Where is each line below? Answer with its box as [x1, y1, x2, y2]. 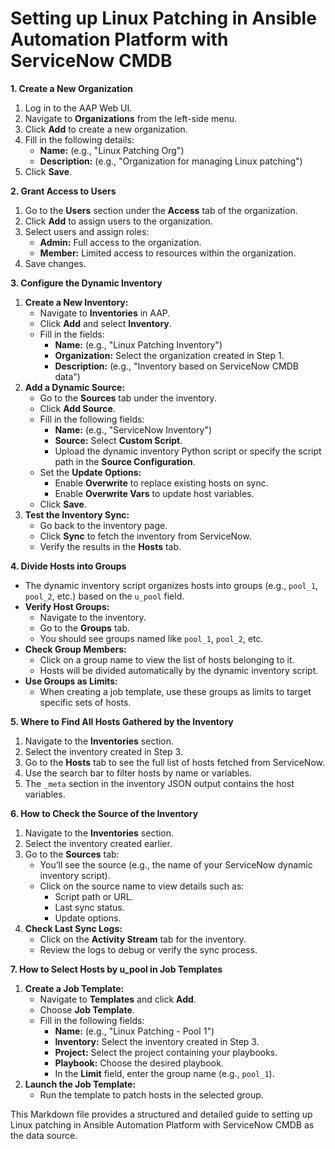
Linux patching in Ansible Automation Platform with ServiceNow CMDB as [10, 1118, 315, 1131]
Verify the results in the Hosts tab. [39, 540, 182, 552]
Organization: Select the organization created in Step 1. [54, 349, 285, 361]
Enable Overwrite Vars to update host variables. [54, 487, 255, 499]
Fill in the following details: [24, 133, 135, 146]
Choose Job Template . [39, 1003, 135, 1016]
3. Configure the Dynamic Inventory [10, 277, 163, 289]
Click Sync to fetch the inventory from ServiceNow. [39, 530, 252, 542]
